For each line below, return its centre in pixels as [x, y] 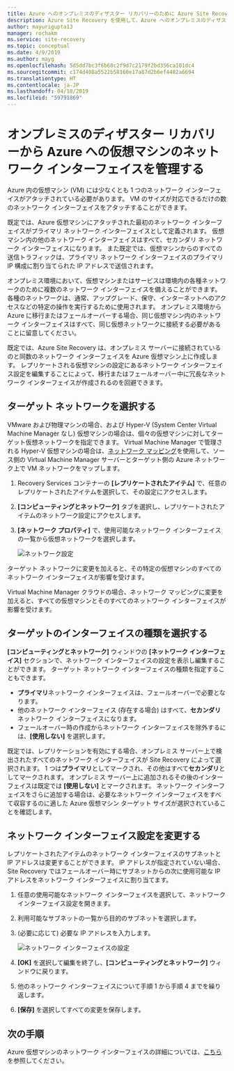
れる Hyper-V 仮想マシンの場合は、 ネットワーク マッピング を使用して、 [110, 451]
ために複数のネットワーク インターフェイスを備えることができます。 [123, 289]
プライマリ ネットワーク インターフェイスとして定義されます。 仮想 [128, 231]
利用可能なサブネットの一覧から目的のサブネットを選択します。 [109, 918]
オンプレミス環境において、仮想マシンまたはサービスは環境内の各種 [104, 280]
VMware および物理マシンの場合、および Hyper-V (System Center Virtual [112, 424]
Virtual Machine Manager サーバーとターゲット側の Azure [110, 459]
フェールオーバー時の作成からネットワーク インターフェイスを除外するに [122, 727]
